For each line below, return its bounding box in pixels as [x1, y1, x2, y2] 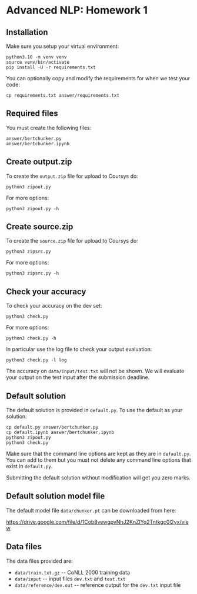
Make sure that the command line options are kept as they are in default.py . [6, 450, 191, 458]
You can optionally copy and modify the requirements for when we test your [6, 75, 191, 81]
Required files [6, 109, 58, 119]
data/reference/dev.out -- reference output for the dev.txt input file [14, 581, 181, 588]
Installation [6, 27, 48, 37]
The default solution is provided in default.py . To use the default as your [6, 407, 183, 414]
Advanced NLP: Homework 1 [6, 4, 148, 17]
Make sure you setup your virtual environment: [6, 43, 119, 50]
